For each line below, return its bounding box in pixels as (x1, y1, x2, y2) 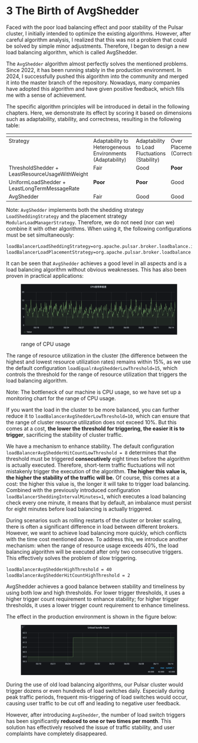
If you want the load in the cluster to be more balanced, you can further (6, 406, 180, 414)
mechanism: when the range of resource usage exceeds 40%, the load (6, 542, 179, 549)
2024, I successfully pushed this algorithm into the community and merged (6, 73, 189, 80)
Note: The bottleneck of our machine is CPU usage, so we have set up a (6, 388, 181, 396)
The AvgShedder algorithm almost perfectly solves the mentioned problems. (6, 60, 188, 67)
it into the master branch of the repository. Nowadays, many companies (6, 78, 180, 86)
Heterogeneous (93, 143, 131, 150)
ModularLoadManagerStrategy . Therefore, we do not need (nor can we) (6, 218, 175, 225)
